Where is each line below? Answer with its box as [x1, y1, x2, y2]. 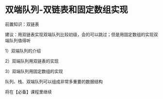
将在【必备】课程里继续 [5, 89, 52, 95]
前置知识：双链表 [5, 21, 39, 27]
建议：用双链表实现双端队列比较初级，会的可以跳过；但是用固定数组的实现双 [5, 31, 158, 37]
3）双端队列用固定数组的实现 [5, 68, 63, 74]
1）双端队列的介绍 [5, 48, 41, 54]
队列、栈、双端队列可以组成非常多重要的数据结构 [5, 78, 103, 85]
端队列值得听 [5, 37, 31, 43]
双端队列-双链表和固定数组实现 [5, 4, 129, 15]
